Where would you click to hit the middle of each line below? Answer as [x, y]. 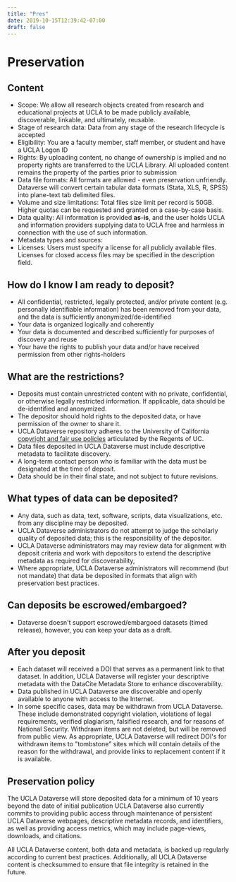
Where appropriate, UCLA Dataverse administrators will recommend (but [123, 568]
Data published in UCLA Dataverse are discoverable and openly [110, 692]
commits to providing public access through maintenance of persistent [110, 813]
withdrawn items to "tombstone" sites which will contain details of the [119, 744]
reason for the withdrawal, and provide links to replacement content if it [121, 752]
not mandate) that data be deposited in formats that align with [107, 575]
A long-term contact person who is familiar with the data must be [112, 461]
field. [25, 263]
